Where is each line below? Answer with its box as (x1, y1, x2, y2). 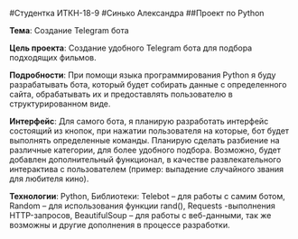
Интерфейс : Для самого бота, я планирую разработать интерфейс (9, 116, 269, 126)
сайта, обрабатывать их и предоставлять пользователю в (9, 89, 233, 99)
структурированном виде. (9, 98, 111, 109)
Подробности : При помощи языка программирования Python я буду (9, 69, 276, 80)
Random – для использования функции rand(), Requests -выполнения (9, 200, 275, 211)
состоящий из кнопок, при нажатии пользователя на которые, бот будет (9, 125, 290, 136)
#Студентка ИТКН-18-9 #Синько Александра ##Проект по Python (9, 8, 265, 18)
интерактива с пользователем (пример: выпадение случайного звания (9, 164, 284, 174)
